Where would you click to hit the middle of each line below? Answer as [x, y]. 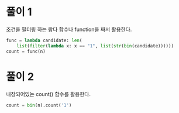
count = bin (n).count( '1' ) [39, 105]
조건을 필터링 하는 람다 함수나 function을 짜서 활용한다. [69, 29]
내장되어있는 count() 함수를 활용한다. [49, 94]
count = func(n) [26, 51]
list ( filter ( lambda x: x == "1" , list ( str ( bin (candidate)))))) [95, 46]
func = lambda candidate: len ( [44, 40]
